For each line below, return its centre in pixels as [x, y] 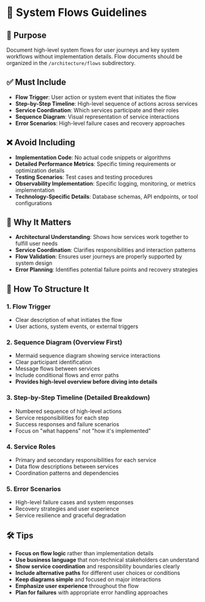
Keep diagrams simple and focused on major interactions [88, 579]
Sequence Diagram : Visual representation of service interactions [97, 117]
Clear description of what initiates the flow [69, 320]
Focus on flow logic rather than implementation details [84, 553]
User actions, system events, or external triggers [77, 326]
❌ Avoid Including [41, 143]
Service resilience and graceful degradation [70, 515]
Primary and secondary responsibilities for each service [86, 460]
